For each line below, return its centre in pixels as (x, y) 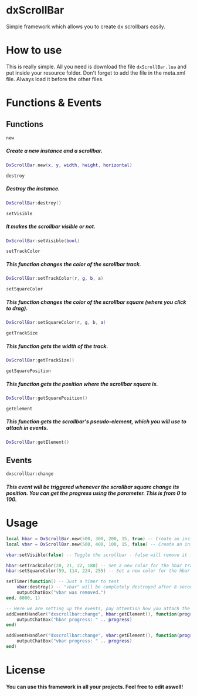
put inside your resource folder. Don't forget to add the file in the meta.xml (96, 73)
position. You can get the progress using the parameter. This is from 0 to (96, 493)
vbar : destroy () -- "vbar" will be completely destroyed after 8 (97, 587)
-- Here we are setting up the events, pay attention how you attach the (98, 608)
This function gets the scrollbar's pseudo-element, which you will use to (96, 421)
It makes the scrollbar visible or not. (51, 226)
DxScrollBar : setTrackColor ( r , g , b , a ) (55, 279)
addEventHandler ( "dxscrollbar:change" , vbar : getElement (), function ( (93, 635)
